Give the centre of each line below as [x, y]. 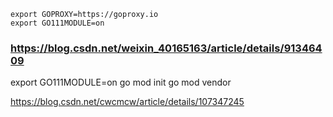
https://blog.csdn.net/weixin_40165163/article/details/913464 [166, 48]
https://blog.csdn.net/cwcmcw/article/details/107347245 [127, 102]
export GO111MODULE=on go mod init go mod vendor [121, 82]
